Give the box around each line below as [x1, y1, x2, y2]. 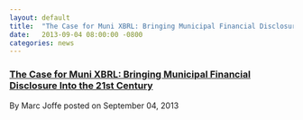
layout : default [9, 13, 70, 23]
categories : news [9, 38, 75, 48]
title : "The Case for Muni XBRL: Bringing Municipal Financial [9, 22, 256, 31]
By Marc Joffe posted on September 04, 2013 [9, 100, 179, 111]
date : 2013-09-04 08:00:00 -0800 [9, 30, 143, 39]
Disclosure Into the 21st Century [9, 79, 153, 92]
